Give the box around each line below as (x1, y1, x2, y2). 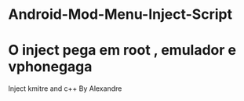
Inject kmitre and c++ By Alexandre (8, 84, 122, 93)
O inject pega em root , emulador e (8, 41, 237, 60)
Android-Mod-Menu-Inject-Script (8, 5, 233, 23)
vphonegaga (8, 58, 93, 76)
